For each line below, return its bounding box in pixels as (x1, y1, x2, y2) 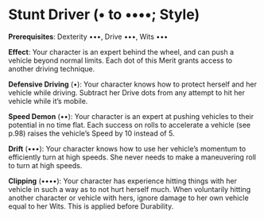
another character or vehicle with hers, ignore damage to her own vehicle (8, 193, 249, 202)
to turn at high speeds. (8, 160, 83, 170)
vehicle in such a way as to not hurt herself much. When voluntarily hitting (8, 184, 251, 194)
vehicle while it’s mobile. (8, 96, 88, 106)
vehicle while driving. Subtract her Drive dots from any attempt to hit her (8, 87, 245, 97)
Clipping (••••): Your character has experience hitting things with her (8, 176, 237, 186)
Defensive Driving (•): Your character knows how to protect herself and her (8, 79, 257, 89)
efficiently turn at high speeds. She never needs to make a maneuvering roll (8, 152, 257, 162)
